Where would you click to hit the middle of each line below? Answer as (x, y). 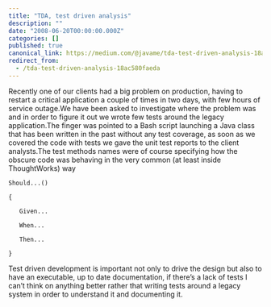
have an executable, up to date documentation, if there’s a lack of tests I (128, 277)
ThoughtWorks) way (42, 168)
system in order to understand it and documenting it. (96, 294)
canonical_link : (35, 53)
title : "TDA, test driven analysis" (70, 16)
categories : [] (34, 38)
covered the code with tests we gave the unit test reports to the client (124, 143)
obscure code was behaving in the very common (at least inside (115, 160)
